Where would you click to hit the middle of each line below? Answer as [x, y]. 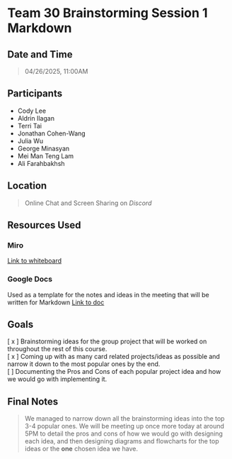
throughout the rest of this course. [57, 349]
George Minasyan [43, 148]
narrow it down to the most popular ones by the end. [84, 364]
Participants [35, 94]
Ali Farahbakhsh [41, 163]
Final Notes [33, 401]
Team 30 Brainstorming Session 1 [108, 13]
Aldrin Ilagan [36, 118]
